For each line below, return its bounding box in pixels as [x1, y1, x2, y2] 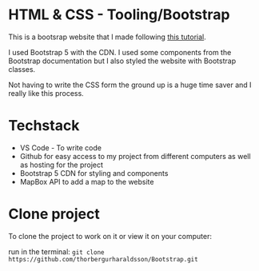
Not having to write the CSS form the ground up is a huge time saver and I [8, 80, 252, 90]
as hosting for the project [19, 160, 104, 169]
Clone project [8, 205, 100, 223]
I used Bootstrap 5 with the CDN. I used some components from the [8, 47, 232, 57]
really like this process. [8, 88, 84, 98]
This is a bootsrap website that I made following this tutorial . [8, 32, 206, 42]
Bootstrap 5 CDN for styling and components [19, 168, 169, 177]
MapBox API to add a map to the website [19, 177, 154, 186]
